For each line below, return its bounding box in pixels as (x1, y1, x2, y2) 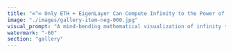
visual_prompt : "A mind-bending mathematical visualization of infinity (7, 23, 222, 30)
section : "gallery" (7, 36, 64, 43)
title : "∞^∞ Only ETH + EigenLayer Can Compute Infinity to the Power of (7, 10, 225, 17)
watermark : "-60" (7, 29, 58, 36)
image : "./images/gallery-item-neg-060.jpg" (7, 17, 138, 23)
